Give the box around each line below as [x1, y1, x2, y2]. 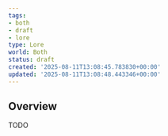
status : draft [8, 56, 55, 64]
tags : [8, 11, 26, 20]
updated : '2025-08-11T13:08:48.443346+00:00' [8, 70, 161, 78]
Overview [8, 100, 58, 113]
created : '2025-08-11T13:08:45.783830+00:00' [8, 63, 161, 71]
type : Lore [8, 41, 44, 49]
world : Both [8, 48, 48, 56]
